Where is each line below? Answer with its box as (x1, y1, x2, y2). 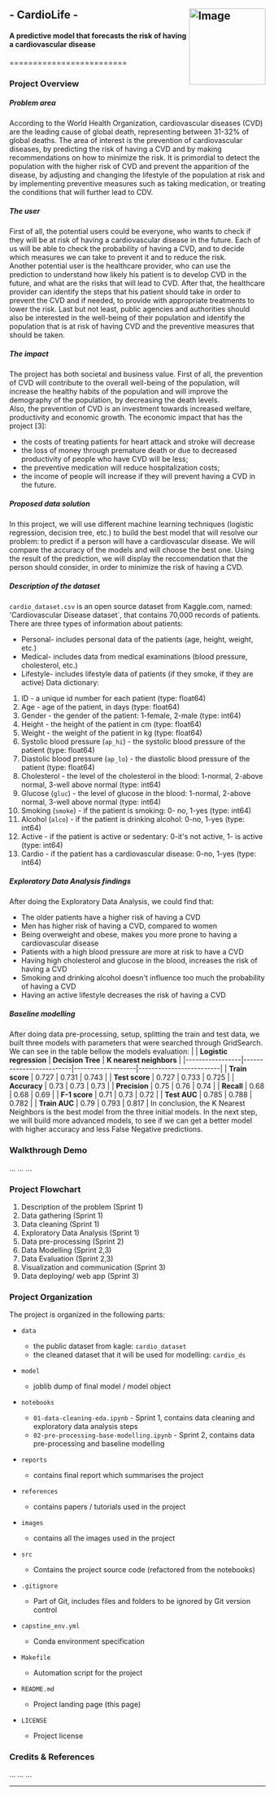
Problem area (9, 98, 56, 108)
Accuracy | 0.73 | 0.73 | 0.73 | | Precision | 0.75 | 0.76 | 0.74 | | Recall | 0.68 (9, 1081, 265, 1091)
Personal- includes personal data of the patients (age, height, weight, (20, 635, 254, 645)
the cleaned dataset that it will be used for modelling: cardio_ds (33, 1350, 246, 1360)
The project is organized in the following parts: (9, 1310, 166, 1319)
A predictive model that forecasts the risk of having (9, 30, 187, 41)
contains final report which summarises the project (33, 1471, 204, 1480)
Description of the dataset (9, 580, 101, 590)
